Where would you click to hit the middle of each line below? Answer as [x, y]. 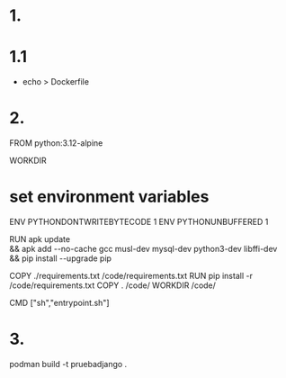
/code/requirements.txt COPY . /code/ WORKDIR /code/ [112, 285]
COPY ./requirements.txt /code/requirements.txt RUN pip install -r [131, 276]
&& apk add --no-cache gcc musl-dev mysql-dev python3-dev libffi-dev [143, 249]
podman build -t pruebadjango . [68, 364]
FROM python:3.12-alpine [56, 143]
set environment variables [109, 197]
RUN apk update [40, 239]
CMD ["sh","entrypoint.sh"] [59, 303]
